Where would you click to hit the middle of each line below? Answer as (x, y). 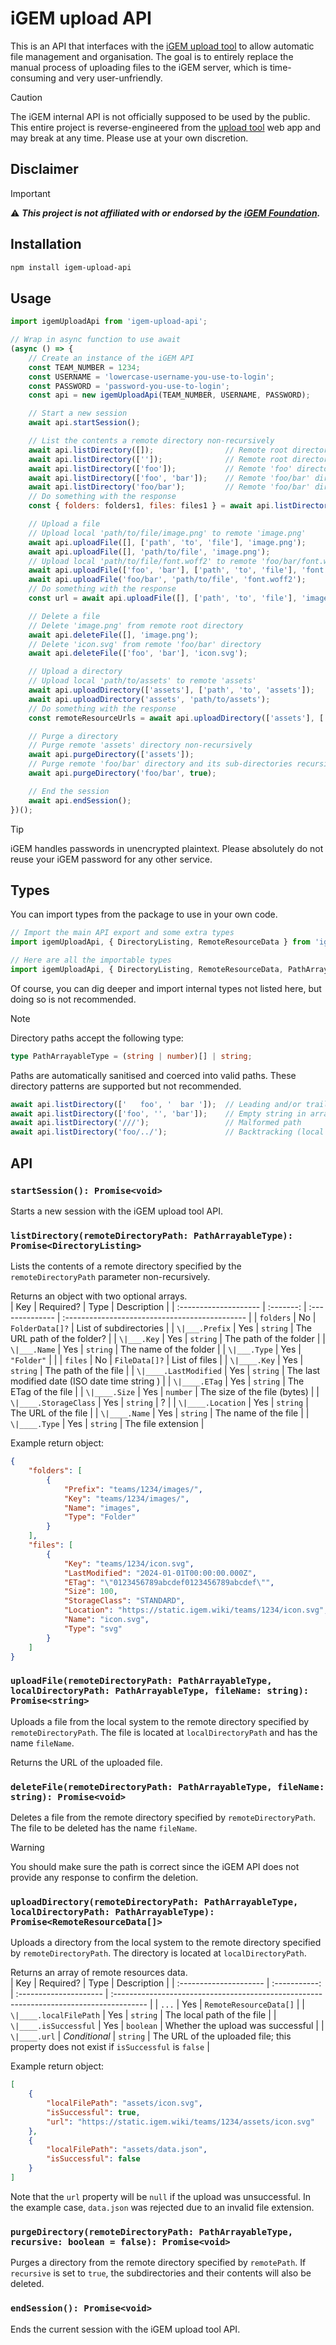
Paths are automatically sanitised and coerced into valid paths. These (153, 1075)
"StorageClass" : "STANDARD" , (124, 1601)
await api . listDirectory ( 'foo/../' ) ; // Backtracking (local (167, 1132)
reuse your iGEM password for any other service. (111, 859)
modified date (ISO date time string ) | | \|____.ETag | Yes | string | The (157, 1381)
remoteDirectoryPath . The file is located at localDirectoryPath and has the (164, 1732)
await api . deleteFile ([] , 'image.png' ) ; (113, 635)
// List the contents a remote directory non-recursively (151, 441)
